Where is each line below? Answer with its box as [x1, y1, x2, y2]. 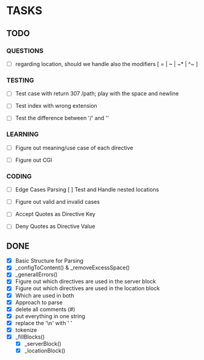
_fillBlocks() [15, 333, 45, 340]
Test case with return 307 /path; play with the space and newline [15, 90, 179, 97]
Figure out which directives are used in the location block [15, 285, 161, 292]
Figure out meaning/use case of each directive [15, 144, 134, 151]
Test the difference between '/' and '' [15, 114, 109, 122]
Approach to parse [15, 298, 63, 306]
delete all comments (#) [15, 306, 75, 313]
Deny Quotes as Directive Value [15, 223, 96, 230]
